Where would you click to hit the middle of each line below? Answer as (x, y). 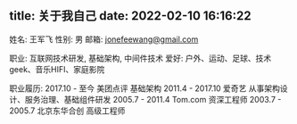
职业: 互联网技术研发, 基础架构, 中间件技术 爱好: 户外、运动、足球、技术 (140, 58)
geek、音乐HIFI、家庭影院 (57, 69)
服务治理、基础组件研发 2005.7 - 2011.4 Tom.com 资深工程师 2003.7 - (153, 99)
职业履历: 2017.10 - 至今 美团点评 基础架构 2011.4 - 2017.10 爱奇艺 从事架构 (145, 88)
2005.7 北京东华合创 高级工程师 (67, 111)
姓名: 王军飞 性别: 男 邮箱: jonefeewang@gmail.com (104, 39)
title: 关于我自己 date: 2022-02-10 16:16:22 (130, 16)
